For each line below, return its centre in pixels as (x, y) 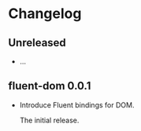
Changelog (45, 14)
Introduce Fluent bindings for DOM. (77, 105)
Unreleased (37, 43)
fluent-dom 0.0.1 (50, 86)
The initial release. (49, 120)
